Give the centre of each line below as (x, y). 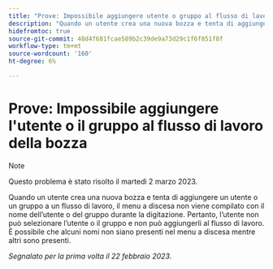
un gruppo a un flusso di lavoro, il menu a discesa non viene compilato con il (136, 206)
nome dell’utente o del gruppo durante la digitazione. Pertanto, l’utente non (134, 214)
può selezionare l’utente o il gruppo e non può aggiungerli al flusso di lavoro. (136, 223)
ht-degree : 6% (32, 62)
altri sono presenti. (40, 240)
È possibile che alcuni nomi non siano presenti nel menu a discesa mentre (132, 232)
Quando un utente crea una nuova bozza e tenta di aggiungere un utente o (133, 197)
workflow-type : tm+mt (45, 46)
